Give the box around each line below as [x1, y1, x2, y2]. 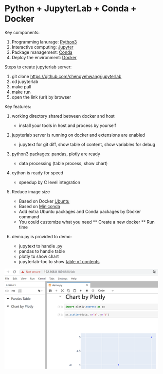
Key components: [4, 29, 40, 35]
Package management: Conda [11, 49, 72, 55]
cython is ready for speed [11, 169, 64, 176]
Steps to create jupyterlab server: [4, 64, 72, 70]
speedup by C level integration [18, 179, 81, 185]
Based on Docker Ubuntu [18, 198, 70, 204]
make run [11, 89, 31, 95]
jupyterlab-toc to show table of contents [18, 258, 100, 264]
